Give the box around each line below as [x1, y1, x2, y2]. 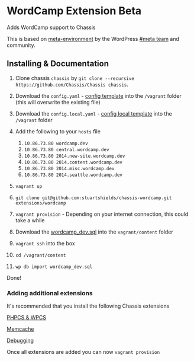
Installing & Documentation [7, 59, 109, 69]
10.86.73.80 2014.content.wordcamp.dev [24, 159, 123, 165]
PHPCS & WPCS [7, 314, 47, 321]
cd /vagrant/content [15, 252, 66, 258]
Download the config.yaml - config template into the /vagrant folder [15, 92, 182, 99]
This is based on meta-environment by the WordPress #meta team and [7, 35, 180, 42]
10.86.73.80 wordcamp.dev [24, 140, 88, 146]
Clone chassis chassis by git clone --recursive [15, 74, 135, 81]
